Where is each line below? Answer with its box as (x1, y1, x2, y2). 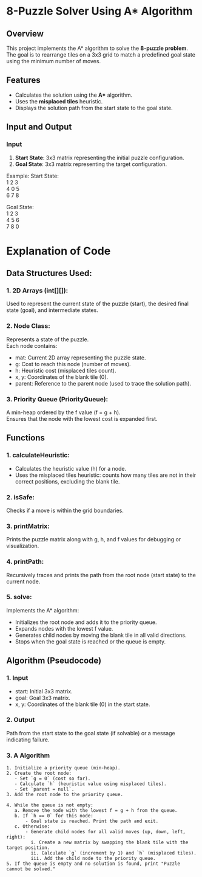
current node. (6, 578, 41, 585)
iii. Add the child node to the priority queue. (30, 856, 156, 862)
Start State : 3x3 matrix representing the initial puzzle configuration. (15, 154, 184, 161)
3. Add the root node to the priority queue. (6, 792, 123, 798)
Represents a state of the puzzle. (6, 336, 89, 343)
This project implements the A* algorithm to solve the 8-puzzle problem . (6, 44, 188, 52)
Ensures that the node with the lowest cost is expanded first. (6, 415, 158, 422)
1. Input (6, 674, 29, 682)
